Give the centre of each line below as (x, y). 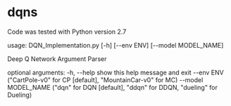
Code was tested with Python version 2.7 (67, 32)
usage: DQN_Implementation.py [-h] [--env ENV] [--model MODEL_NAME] (115, 45)
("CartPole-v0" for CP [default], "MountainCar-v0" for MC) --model (105, 80)
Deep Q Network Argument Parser (57, 59)
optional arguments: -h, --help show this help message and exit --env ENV (115, 72)
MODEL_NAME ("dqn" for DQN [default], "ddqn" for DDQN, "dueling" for (113, 87)
